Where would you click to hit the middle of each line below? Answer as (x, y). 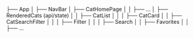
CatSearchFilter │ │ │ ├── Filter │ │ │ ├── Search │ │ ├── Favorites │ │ (98, 22)
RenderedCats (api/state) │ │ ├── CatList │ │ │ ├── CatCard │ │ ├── (94, 15)
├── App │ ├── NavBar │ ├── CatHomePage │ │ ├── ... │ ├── (87, 9)
